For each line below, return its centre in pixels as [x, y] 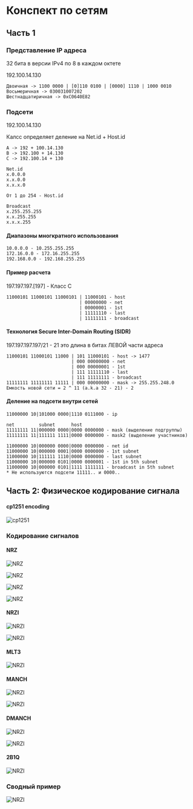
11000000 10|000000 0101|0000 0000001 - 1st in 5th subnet [82, 462]
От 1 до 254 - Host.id [35, 196]
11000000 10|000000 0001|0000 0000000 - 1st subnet [73, 451]
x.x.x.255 [19, 222]
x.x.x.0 [16, 185]
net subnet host [44, 425]
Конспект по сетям [57, 11]
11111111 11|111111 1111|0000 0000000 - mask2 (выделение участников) [97, 435]
